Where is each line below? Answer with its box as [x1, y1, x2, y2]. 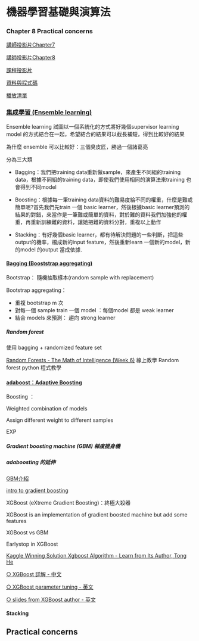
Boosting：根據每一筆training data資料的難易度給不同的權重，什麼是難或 [14, 196, 193, 203]
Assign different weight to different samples [6, 416, 114, 424]
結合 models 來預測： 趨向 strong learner [14, 314, 116, 321]
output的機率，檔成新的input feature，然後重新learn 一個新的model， [14, 238, 186, 245]
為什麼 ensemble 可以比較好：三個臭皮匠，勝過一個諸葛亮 [6, 143, 148, 150]
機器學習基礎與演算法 [6, 5, 111, 19]
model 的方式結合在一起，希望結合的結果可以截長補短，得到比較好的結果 [6, 130, 185, 138]
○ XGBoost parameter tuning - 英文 [6, 583, 94, 590]
